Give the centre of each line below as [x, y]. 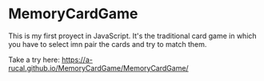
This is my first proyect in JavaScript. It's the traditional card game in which [133, 36]
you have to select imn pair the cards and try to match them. [108, 44]
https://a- [77, 60]
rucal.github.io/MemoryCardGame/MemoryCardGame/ [99, 67]
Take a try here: [34, 60]
